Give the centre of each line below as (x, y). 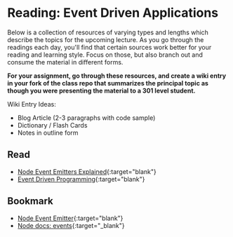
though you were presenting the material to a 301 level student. (101, 90)
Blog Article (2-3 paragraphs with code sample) (86, 118)
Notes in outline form (48, 133)
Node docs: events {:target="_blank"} (71, 225)
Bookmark (31, 201)
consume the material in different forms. (65, 62)
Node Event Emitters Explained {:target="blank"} (87, 171)
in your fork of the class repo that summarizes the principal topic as (108, 83)
